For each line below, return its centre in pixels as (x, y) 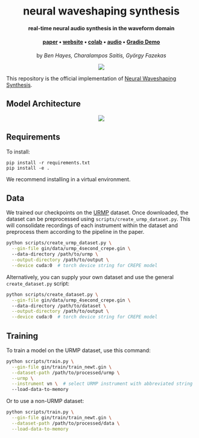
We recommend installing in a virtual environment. (68, 179)
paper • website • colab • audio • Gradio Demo (101, 42)
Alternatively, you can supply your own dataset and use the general (90, 277)
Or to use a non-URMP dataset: (45, 401)
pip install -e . (28, 168)
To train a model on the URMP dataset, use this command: (78, 350)
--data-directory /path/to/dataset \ (59, 306)
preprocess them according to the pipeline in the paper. (75, 232)
